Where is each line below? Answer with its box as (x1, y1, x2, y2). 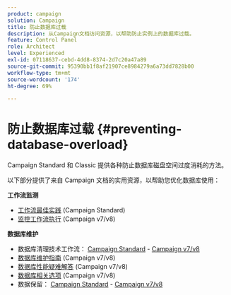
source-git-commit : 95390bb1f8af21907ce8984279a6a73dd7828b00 (7, 63, 194, 70)
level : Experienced (7, 50, 65, 57)
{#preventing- (96, 121, 182, 138)
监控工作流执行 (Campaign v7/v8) (17, 215, 116, 223)
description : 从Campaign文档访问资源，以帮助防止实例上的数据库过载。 (7, 30, 195, 37)
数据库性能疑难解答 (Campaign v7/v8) (17, 263, 129, 271)
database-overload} (7, 137, 129, 152)
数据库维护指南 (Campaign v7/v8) (17, 253, 116, 262)
